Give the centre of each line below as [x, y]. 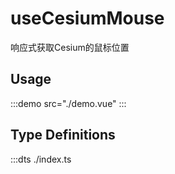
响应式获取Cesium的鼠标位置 [70, 47]
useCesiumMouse [87, 18]
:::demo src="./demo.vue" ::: [68, 103]
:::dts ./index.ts [41, 159]
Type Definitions [63, 135]
